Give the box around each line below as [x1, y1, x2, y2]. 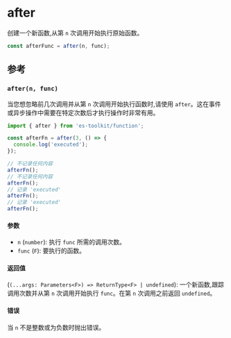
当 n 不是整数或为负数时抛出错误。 [7, 323, 105, 331]
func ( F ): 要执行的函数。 [17, 246, 85, 255]
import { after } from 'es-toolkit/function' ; [7, 122, 144, 129]
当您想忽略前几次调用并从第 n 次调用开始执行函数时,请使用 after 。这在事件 [7, 99, 221, 108]
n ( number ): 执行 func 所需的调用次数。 [17, 238, 126, 246]
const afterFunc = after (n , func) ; [7, 42, 110, 49]
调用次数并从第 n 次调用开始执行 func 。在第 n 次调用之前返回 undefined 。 [7, 289, 216, 298]
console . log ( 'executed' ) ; [13, 141, 89, 149]
